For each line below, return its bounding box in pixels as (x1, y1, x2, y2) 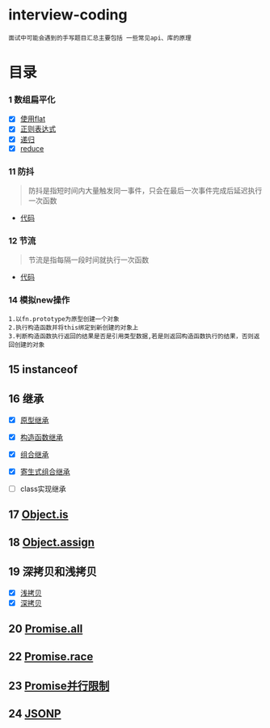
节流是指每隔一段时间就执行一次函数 (27, 255, 150, 265)
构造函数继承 (19, 432, 63, 442)
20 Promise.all (8, 622, 83, 636)
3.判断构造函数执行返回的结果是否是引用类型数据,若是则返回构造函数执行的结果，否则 (8, 332, 255, 341)
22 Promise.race (8, 650, 94, 663)
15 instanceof (8, 362, 78, 376)
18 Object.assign (8, 535, 95, 549)
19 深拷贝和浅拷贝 (8, 565, 97, 579)
